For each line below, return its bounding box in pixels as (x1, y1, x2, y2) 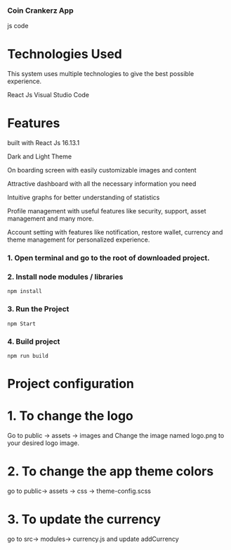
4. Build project (7, 337, 60, 346)
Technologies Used (7, 46, 123, 62)
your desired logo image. (7, 439, 79, 447)
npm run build (7, 352, 49, 359)
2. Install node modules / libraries (7, 272, 124, 282)
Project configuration (7, 376, 135, 392)
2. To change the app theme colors (7, 463, 214, 480)
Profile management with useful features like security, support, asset (7, 207, 206, 215)
